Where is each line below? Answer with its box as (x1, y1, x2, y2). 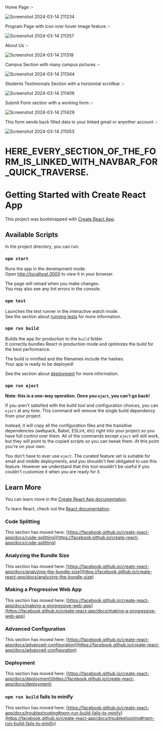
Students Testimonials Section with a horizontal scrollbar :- (5, 81, 125, 86)
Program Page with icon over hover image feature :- (5, 23, 111, 29)
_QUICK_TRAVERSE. (5, 167, 89, 178)
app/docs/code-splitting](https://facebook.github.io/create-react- (5, 535, 139, 540)
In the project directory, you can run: (5, 243, 79, 249)
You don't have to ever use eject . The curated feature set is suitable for (5, 453, 151, 459)
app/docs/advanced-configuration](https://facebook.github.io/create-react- (5, 642, 160, 648)
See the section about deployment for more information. (5, 370, 119, 377)
